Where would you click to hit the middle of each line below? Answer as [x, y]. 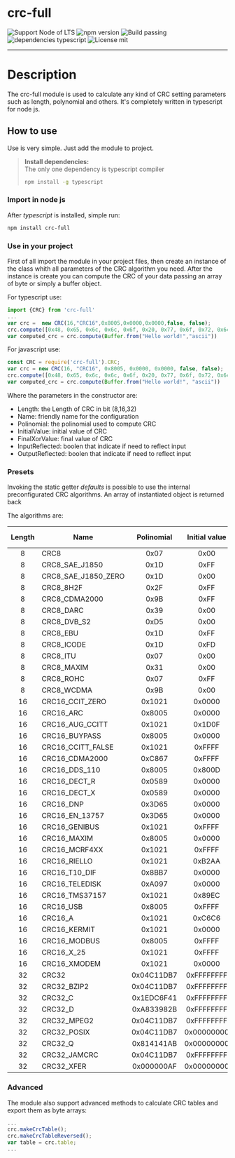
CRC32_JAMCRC [70, 1055]
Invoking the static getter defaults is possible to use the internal [99, 487]
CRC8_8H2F [62, 588]
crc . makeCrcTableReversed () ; [50, 1136]
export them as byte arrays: [47, 1110]
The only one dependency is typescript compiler [94, 169]
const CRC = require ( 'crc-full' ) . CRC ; [64, 363]
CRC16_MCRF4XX [72, 850]
